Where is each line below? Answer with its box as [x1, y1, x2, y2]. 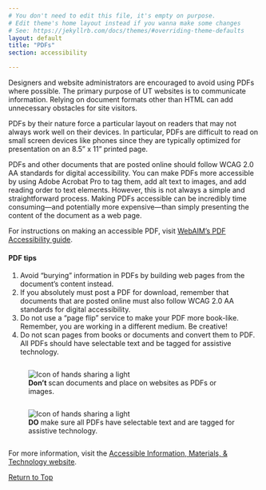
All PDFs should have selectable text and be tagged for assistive [19, 339, 232, 349]
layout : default [8, 34, 62, 42]
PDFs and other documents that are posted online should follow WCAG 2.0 [8, 160, 254, 169]
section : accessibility [8, 49, 88, 57]
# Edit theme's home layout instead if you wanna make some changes [8, 19, 241, 27]
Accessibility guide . [8, 235, 73, 244]
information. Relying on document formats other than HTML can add [8, 95, 233, 104]
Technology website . [8, 457, 77, 467]
